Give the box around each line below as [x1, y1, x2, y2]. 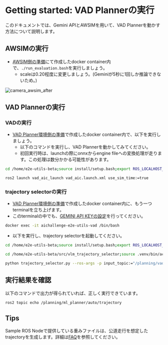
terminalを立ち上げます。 [12, 207, 64, 213]
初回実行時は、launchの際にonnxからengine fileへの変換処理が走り [19, 150, 158, 156]
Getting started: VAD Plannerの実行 [5, 4, 155, 16]
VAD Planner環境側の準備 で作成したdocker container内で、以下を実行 [12, 131, 156, 137]
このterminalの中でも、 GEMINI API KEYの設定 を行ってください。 [12, 213, 146, 219]
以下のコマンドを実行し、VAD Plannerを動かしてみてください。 [19, 144, 151, 150]
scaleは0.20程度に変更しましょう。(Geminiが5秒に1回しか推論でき [19, 71, 157, 77]
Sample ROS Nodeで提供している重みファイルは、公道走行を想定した [5, 328, 148, 334]
